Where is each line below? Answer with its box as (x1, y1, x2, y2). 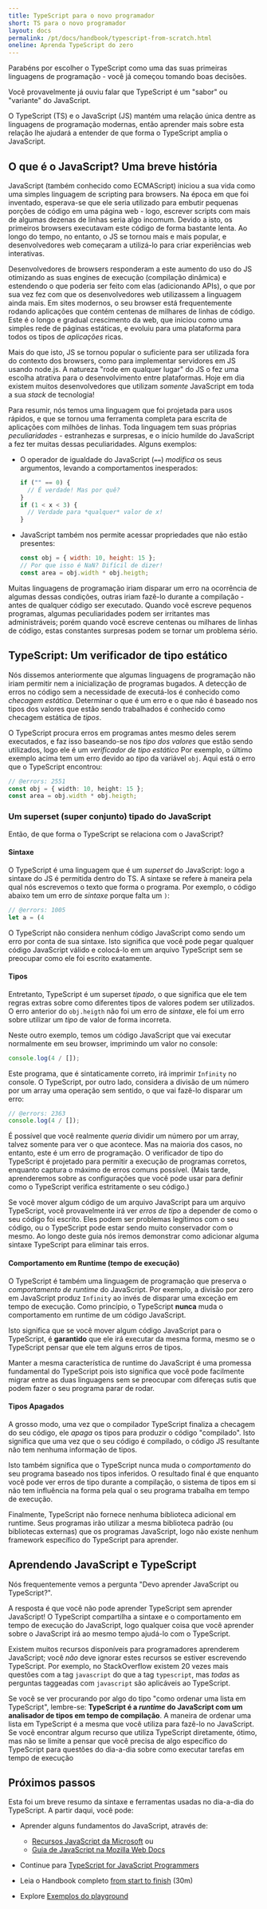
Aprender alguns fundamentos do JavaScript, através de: (19, 1821, 209, 1831)
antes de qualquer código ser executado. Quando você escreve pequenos (8, 600, 253, 610)
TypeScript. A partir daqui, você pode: (8, 1805, 134, 1816)
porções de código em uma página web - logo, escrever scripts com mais (8, 206, 251, 215)
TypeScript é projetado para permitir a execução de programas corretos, (8, 1156, 247, 1166)
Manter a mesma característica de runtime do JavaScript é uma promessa (8, 1358, 252, 1367)
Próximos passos (8, 1776, 96, 1789)
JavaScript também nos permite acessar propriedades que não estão (19, 530, 248, 539)
